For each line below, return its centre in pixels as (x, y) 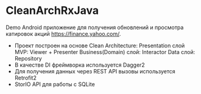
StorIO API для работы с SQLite (55, 84)
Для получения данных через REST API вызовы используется (95, 71)
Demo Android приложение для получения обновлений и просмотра (95, 27)
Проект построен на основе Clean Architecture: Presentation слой (100, 45)
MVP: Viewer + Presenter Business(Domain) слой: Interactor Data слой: (105, 52)
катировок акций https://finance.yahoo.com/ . (63, 33)
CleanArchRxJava (52, 11)
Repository (28, 58)
